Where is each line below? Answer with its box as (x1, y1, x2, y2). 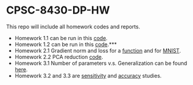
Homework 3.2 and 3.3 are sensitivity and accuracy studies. (14, 72, 162, 79)
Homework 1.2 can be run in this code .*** (14, 41, 117, 48)
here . (14, 66, 28, 73)
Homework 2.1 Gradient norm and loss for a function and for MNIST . (14, 47, 181, 54)
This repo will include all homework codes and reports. (6, 23, 141, 30)
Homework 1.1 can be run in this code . (14, 34, 108, 41)
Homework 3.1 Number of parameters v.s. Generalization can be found (14, 60, 188, 67)
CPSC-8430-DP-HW (6, 4, 110, 17)
